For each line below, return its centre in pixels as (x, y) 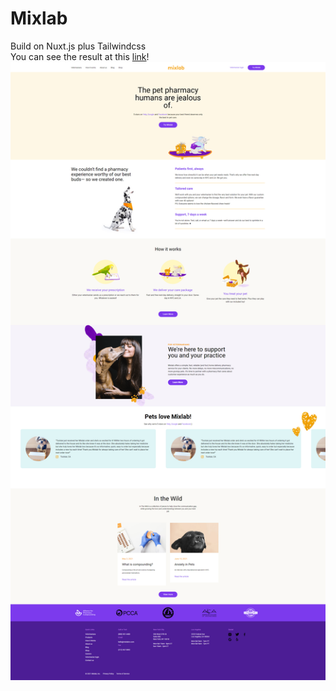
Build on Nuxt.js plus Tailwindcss (78, 46)
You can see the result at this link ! (80, 56)
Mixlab (39, 18)
